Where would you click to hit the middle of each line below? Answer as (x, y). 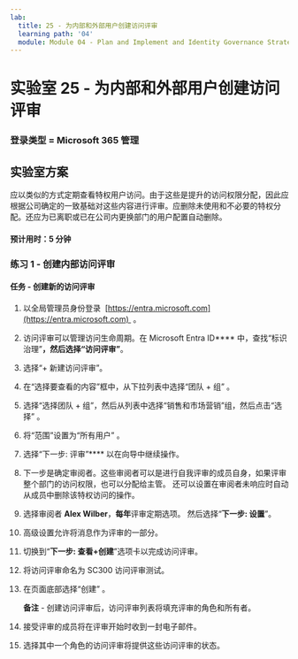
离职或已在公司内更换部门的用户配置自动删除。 (141, 217)
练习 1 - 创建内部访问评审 (63, 264)
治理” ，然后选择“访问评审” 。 (75, 349)
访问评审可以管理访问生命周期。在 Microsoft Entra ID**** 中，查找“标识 (155, 338)
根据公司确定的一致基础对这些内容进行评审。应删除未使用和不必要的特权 (141, 206)
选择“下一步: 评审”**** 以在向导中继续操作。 (103, 454)
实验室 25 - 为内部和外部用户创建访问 (145, 88)
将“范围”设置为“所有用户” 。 (73, 435)
